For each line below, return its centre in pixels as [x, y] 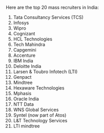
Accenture [24, 55]
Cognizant [24, 34]
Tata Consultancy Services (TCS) [48, 17]
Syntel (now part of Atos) [40, 115]
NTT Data [23, 104]
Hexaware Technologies [39, 88]
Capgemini [25, 50]
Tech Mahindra [29, 45]
